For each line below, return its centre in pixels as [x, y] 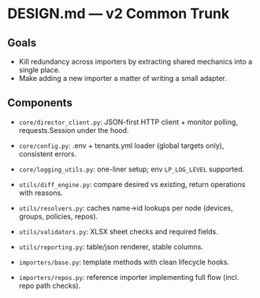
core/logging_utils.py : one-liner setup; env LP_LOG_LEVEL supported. [132, 169]
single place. [39, 70]
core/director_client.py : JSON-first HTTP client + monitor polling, [128, 122]
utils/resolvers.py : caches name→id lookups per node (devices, [126, 208]
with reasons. [41, 193]
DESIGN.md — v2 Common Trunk [119, 14]
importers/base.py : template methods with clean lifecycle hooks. [124, 262]
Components [40, 103]
